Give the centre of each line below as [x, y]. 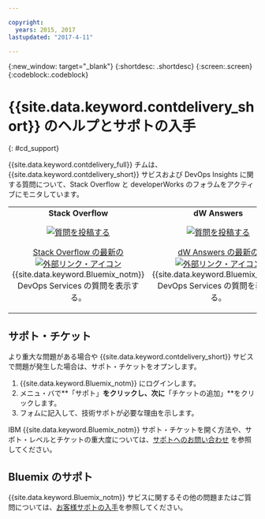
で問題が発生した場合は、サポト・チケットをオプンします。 [105, 367]
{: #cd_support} [34, 149]
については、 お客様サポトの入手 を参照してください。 [101, 507]
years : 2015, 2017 [46, 30]
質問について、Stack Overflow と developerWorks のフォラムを [124, 184]
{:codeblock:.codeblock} [49, 75]
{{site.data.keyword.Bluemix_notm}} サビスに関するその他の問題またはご [127, 497]
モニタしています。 [53, 194]
